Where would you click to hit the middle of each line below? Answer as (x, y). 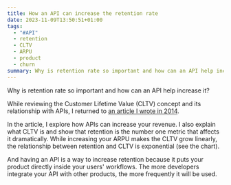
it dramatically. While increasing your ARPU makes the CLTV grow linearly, (112, 138)
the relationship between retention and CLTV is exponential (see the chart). (113, 146)
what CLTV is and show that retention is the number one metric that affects (113, 132)
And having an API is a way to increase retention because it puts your (106, 159)
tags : (15, 26)
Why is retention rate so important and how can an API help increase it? (108, 90)
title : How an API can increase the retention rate (82, 13)
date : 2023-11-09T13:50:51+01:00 (55, 20)
